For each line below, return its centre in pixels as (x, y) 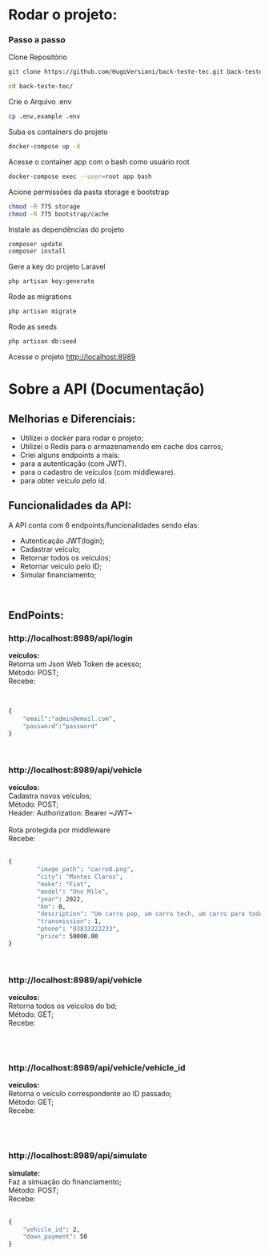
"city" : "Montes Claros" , (80, 877)
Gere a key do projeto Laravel (57, 267)
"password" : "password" (60, 727)
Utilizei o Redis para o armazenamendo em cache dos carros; (122, 446)
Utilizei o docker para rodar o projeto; (82, 438)
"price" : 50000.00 (68, 937)
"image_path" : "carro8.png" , (86, 869)
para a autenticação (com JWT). (73, 464)
